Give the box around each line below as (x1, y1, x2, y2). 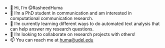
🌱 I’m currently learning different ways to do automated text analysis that (9, 20, 160, 26)
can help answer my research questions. (9, 26, 94, 32)
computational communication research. (9, 15, 93, 21)
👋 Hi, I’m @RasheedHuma (9, 5, 63, 10)
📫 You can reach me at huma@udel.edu (9, 37, 93, 42)
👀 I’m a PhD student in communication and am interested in (9, 10, 132, 16)
